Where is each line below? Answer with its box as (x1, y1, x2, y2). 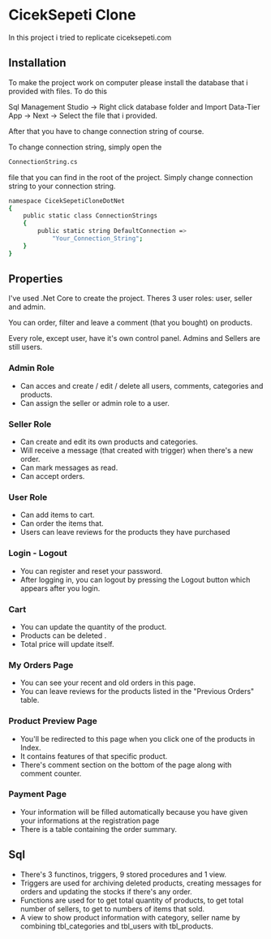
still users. (8, 342, 43, 352)
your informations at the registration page (19, 816, 160, 825)
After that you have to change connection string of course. (8, 126, 204, 136)
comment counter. (19, 769, 82, 778)
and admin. (8, 302, 46, 312)
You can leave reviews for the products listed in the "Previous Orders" (19, 687, 255, 696)
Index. (19, 743, 41, 752)
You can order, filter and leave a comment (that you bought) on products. (8, 318, 253, 328)
